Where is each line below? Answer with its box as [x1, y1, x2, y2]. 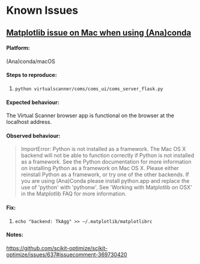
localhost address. [6, 118, 52, 126]
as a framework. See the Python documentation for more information [20, 158, 192, 165]
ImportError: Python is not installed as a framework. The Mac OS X [20, 146, 186, 153]
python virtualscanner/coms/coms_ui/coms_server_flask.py [14, 85, 163, 92]
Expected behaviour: [6, 99, 60, 106]
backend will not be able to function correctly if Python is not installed [20, 152, 194, 159]
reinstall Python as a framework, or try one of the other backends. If [20, 171, 189, 178]
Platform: [6, 45, 30, 52]
